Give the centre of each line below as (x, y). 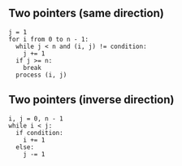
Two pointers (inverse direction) (91, 100)
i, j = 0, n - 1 (36, 118)
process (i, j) (41, 75)
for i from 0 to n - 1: (49, 39)
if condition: (39, 133)
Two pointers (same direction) (86, 13)
